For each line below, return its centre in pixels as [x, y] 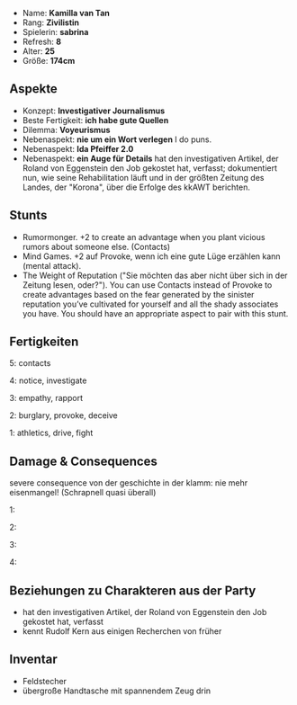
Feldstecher [45, 681]
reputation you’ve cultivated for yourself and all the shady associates [150, 304]
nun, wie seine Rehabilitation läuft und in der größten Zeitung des [143, 177]
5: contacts [30, 363]
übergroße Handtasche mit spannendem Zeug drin [117, 691]
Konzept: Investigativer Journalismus [94, 111]
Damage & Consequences [83, 461]
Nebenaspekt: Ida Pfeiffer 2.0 [78, 148]
